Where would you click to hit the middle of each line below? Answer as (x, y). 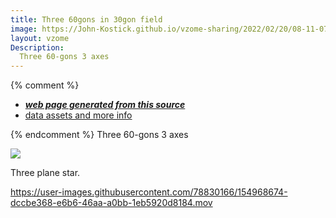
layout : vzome (40, 38)
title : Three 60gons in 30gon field (86, 19)
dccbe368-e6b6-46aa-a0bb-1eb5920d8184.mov (111, 203)
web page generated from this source (105, 105)
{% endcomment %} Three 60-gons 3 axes (99, 135)
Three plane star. (45, 173)
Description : (37, 47)
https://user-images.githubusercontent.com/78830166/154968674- (149, 192)
